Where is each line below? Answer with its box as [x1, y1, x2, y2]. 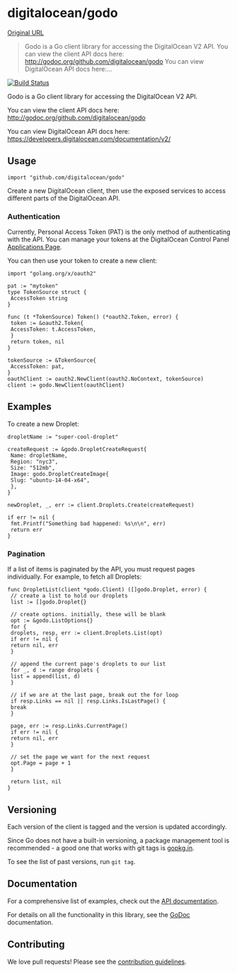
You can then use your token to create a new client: [7, 256, 158, 265]
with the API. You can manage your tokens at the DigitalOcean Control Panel [7, 235, 230, 244]
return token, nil [10, 338, 65, 346]
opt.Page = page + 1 [10, 760, 71, 767]
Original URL [7, 28, 45, 37]
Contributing [7, 938, 65, 950]
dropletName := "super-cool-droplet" [7, 433, 119, 440]
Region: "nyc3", [10, 458, 59, 465]
